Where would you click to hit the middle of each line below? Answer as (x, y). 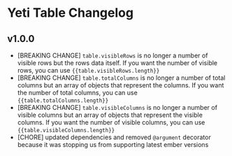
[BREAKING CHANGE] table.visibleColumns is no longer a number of (117, 107)
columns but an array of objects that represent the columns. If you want (121, 85)
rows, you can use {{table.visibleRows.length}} (88, 70)
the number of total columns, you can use (77, 93)
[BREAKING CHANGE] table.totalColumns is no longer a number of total (121, 78)
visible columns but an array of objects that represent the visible (110, 115)
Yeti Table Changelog (71, 13)
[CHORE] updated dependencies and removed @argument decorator (114, 137)
